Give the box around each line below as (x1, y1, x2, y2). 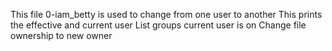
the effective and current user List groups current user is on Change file (10, 19, 307, 31)
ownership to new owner (10, 30, 113, 41)
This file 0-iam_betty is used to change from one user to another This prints (10, 9, 323, 20)
